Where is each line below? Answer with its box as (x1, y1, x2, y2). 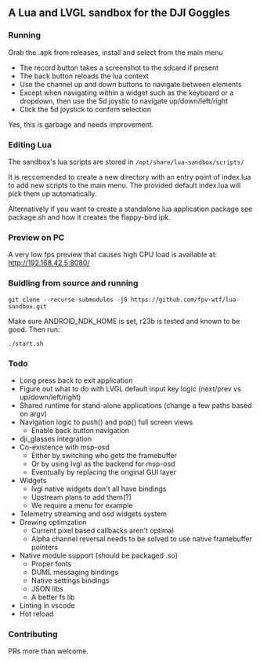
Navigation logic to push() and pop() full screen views (19, 417, 193, 427)
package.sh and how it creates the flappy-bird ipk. (8, 212, 171, 222)
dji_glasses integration (19, 434, 92, 443)
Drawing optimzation (19, 517, 88, 526)
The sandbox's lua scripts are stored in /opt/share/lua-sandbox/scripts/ (8, 157, 244, 166)
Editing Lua (8, 139, 52, 150)
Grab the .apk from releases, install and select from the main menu (8, 47, 223, 57)
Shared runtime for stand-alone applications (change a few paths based (19, 400, 252, 410)
